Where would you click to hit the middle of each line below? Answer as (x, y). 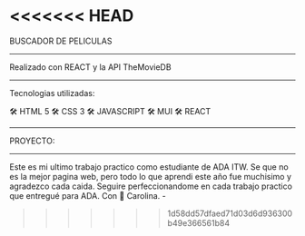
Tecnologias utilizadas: (52, 93)
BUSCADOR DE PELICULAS (61, 41)
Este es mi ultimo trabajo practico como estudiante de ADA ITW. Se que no (149, 167)
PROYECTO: (32, 141)
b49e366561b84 (199, 222)
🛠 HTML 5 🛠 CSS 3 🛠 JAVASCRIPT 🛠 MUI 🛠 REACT (110, 111)
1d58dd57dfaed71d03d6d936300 (230, 213)
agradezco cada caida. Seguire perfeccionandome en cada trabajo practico (151, 186)
